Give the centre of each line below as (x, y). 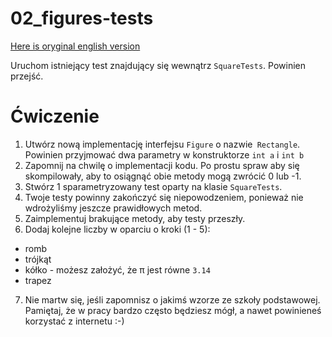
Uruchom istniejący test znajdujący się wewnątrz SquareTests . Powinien (158, 65)
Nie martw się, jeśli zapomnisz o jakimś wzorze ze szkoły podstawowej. (172, 299)
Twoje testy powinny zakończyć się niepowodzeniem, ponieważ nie (164, 197)
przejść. (27, 76)
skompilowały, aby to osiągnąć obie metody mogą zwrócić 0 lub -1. (163, 176)
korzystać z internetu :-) (74, 321)
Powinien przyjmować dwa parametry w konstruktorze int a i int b (164, 154)
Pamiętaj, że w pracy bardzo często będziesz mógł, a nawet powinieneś (173, 310)
